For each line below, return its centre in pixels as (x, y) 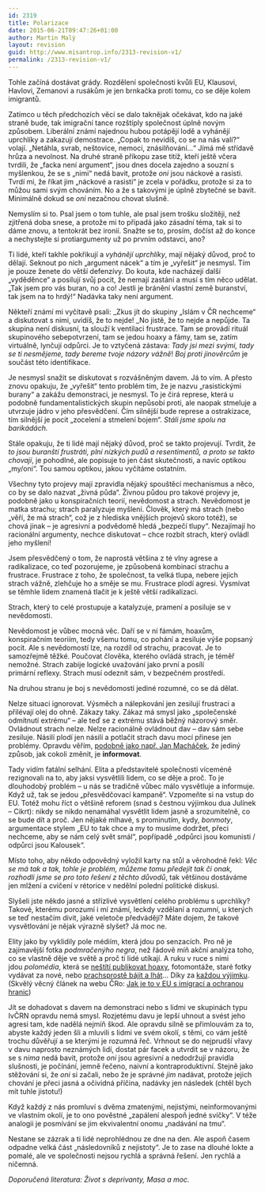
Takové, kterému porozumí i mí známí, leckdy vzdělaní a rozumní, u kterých (131, 909)
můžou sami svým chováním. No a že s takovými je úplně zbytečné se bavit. (132, 190)
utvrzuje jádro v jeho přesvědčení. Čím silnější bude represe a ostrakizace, (130, 411)
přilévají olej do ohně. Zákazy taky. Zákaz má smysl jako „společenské (123, 712)
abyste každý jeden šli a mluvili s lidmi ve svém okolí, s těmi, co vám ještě (128, 1032)
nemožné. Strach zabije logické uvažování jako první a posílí (106, 664)
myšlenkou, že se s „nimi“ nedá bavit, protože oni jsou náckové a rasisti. (125, 173)
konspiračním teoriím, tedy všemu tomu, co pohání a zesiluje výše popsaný (131, 639)
